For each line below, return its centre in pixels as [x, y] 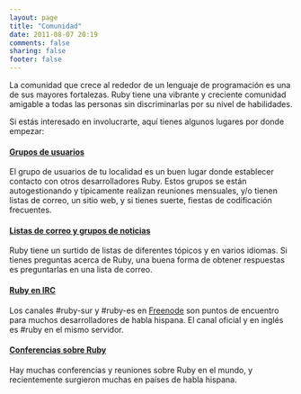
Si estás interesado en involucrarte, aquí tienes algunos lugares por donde [147, 121]
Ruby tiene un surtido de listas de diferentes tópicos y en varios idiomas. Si [148, 251]
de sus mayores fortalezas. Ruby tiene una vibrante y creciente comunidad [148, 94]
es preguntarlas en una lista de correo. [81, 270]
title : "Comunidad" [46, 26]
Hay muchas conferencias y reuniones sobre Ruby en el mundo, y [131, 370]
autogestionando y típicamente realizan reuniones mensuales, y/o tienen [144, 191]
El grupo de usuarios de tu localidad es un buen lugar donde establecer [142, 172]
